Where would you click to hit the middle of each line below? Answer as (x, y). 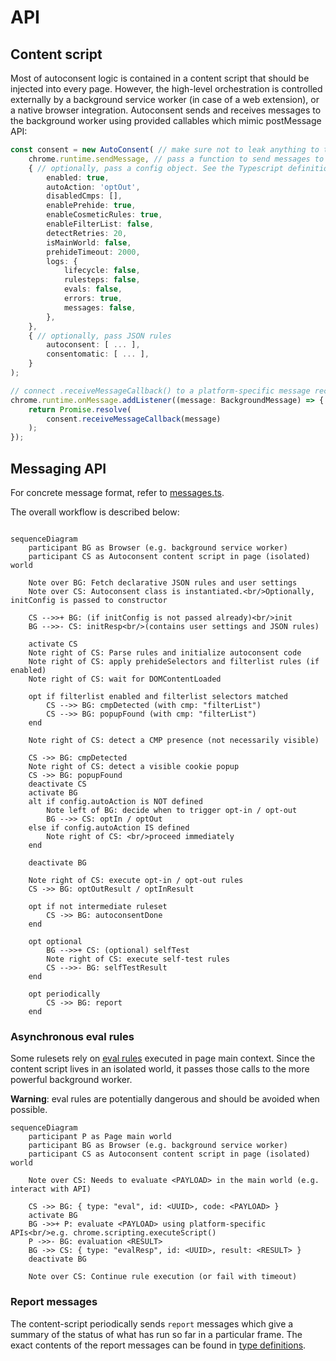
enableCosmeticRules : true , (104, 215)
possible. (29, 1110)
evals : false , (93, 289)
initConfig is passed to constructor (89, 600)
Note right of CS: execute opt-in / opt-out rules (136, 880)
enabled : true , (78, 177)
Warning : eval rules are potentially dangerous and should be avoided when (165, 1099)
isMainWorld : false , (89, 242)
